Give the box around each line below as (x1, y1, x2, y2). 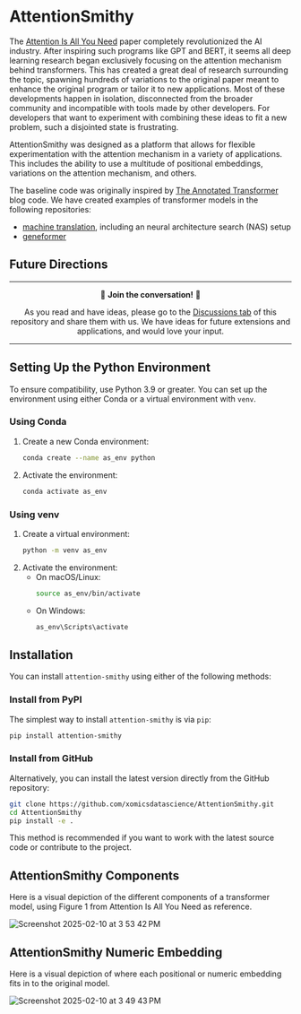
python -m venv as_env (21, 545, 107, 555)
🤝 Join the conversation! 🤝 (99, 289, 202, 299)
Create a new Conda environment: (21, 436, 150, 446)
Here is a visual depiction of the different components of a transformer (9, 892, 271, 903)
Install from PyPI (9, 693, 82, 706)
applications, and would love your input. (76, 325, 224, 336)
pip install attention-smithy (9, 731, 123, 741)
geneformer (21, 230, 67, 241)
